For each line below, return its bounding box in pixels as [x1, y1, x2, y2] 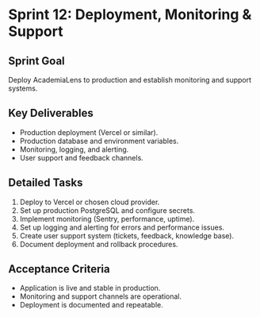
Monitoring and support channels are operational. [19, 292, 182, 301]
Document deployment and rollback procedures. [19, 239, 178, 249]
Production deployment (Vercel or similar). [19, 127, 159, 137]
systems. [8, 83, 38, 93]
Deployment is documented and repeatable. [19, 300, 164, 310]
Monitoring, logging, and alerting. [19, 145, 129, 154]
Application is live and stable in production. [19, 284, 161, 293]
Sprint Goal [8, 54, 65, 68]
